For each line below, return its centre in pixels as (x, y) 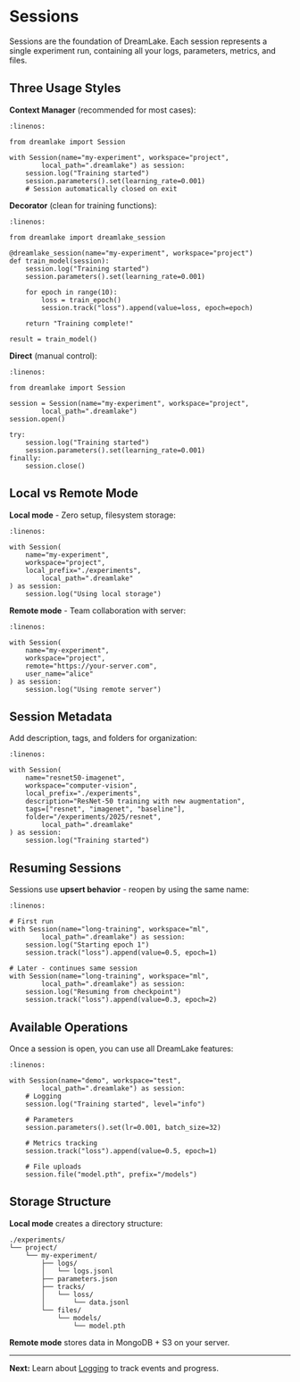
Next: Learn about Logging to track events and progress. (114, 1368)
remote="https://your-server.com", (92, 666)
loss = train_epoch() (82, 300)
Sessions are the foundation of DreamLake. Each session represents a (138, 41)
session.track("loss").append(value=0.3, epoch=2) (121, 1000)
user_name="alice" (59, 674)
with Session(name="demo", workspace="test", (95, 1081)
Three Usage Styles (65, 88)
